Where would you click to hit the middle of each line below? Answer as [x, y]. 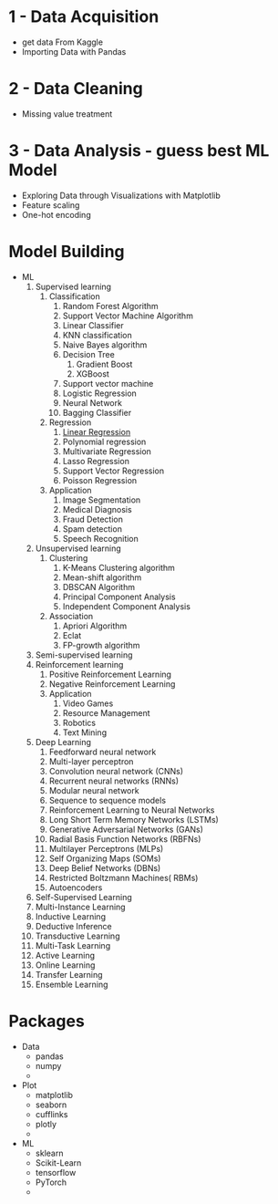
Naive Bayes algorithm [105, 345]
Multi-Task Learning [73, 945]
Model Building [67, 252]
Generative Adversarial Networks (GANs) [126, 829]
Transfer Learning [69, 974]
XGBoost [93, 374]
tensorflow [56, 1172]
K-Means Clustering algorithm [118, 567]
